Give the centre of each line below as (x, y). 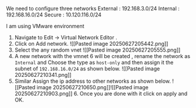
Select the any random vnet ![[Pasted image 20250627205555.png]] (97, 50)
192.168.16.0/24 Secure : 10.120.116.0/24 (54, 15)
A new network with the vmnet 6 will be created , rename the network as (102, 56)
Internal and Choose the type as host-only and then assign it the (94, 62)
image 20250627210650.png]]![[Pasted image (92, 87)
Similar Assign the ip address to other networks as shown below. (93, 81)
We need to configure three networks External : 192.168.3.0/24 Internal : (93, 9)
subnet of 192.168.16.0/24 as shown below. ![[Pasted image (87, 69)
